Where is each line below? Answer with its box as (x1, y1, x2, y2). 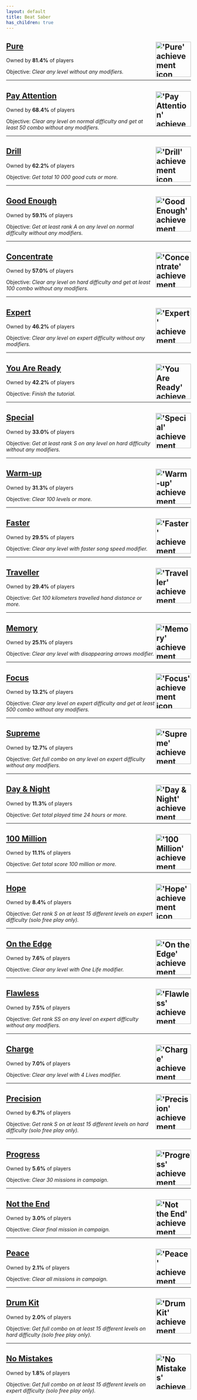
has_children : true (6, 19, 54, 25)
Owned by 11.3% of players (6, 800, 73, 807)
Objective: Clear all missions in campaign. (6, 1275, 108, 1283)
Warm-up (6, 468, 42, 479)
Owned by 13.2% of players (6, 688, 74, 695)
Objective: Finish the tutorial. (6, 390, 76, 397)
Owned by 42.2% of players (6, 379, 75, 386)
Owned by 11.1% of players (6, 850, 72, 857)
